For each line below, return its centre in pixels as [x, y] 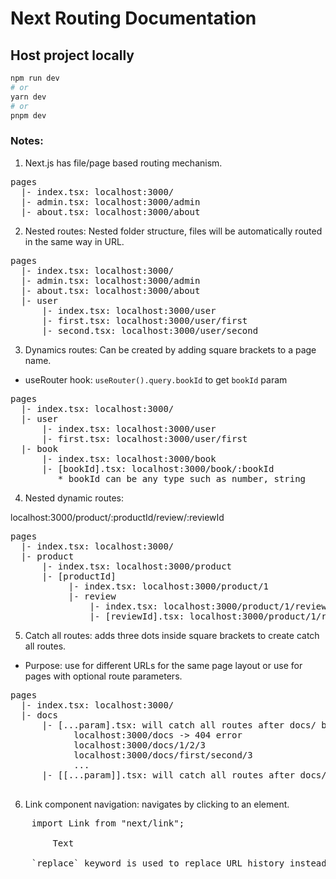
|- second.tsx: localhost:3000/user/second [150, 330]
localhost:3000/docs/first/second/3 [163, 755]
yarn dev [28, 97]
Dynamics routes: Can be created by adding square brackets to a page [170, 349]
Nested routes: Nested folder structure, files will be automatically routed [173, 231]
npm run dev [35, 78]
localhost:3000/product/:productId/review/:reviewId [117, 517]
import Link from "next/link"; [108, 823]
